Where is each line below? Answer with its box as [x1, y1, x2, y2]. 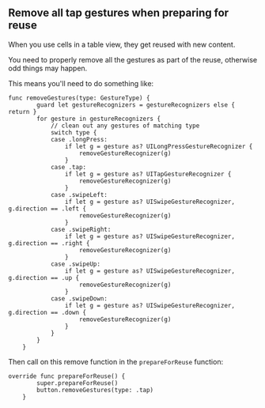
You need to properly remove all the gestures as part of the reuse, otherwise [8, 55, 258, 64]
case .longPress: [50, 135, 108, 143]
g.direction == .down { [8, 308, 87, 316]
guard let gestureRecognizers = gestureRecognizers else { [36, 100, 236, 109]
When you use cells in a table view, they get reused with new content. [8, 40, 236, 49]
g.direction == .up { [8, 274, 80, 281]
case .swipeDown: [50, 294, 108, 303]
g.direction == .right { [8, 239, 90, 247]
